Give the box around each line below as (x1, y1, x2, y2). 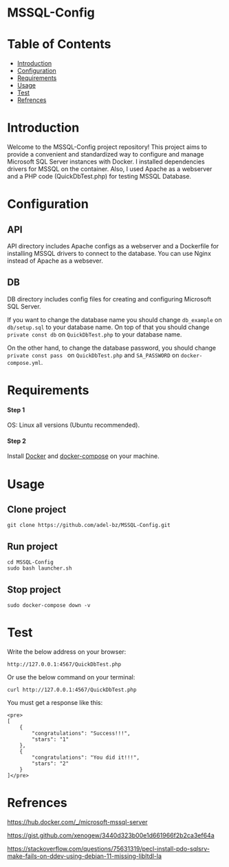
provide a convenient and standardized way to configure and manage (7, 150, 204, 159)
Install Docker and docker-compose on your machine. (7, 452, 160, 460)
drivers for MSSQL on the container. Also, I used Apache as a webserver (7, 165, 212, 173)
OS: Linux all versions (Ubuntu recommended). (7, 421, 140, 429)
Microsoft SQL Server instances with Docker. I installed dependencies (7, 157, 205, 166)
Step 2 (7, 437, 26, 445)
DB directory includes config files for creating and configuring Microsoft (7, 295, 212, 303)
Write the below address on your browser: (7, 648, 127, 656)
